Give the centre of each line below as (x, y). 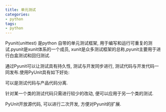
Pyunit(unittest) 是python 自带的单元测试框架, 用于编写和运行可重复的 (77, 43)
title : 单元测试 (20, 10)
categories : (17, 14)
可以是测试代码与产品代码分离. (37, 83)
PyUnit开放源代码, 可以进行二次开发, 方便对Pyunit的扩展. (63, 104)
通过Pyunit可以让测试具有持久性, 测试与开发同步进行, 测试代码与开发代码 (80, 66)
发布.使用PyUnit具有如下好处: (39, 72)
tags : (11, 24)
